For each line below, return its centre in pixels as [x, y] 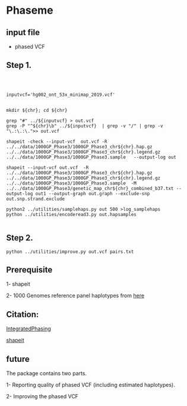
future [18, 359]
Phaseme [30, 10]
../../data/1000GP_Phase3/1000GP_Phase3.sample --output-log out [91, 157]
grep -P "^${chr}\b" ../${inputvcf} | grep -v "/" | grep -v [85, 126]
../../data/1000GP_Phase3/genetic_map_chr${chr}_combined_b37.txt [90, 188]
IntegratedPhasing [29, 329]
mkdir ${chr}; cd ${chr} [37, 110]
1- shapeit [18, 284]
